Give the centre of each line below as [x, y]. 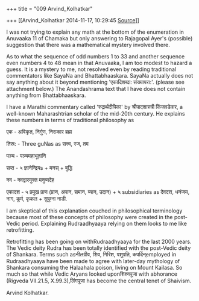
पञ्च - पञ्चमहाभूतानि [26, 156]
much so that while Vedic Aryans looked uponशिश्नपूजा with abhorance [92, 274]
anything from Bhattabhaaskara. [46, 95]
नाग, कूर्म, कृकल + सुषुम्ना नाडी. [37, 199]
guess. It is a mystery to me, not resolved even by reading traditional [91, 69]
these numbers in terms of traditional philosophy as [70, 120]
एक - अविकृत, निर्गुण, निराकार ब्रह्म [39, 132]
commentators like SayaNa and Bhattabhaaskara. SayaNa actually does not [100, 76]
